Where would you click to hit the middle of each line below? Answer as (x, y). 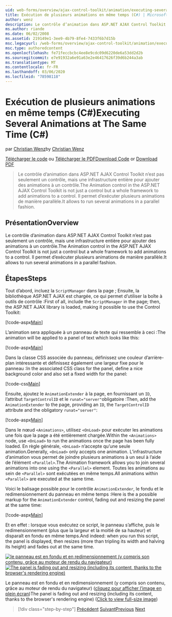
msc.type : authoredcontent (34, 48)
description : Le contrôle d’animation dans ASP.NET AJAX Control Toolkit (86, 24)
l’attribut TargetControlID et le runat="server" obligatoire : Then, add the (81, 399)
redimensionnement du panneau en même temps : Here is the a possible (81, 494)
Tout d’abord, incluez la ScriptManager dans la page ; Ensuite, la (72, 291)
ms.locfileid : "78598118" (33, 77)
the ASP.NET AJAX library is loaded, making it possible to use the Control (83, 307)
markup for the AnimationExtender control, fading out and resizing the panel (85, 500)
